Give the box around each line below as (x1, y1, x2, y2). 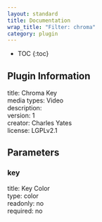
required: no (7, 206, 43, 215)
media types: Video (7, 96, 64, 105)
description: (7, 104, 42, 112)
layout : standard (7, 10, 58, 18)
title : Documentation (7, 17, 71, 24)
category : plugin (7, 30, 58, 37)
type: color (7, 192, 39, 200)
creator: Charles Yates (7, 119, 72, 127)
